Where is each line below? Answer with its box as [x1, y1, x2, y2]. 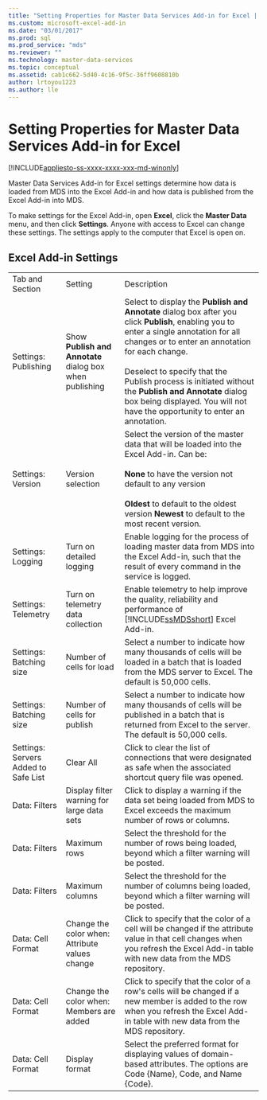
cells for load [65, 661, 114, 673]
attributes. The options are [149, 1059, 249, 1070]
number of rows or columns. [124, 815, 230, 826]
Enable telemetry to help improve [124, 584, 248, 595]
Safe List [12, 772, 45, 783]
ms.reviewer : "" [8, 49, 62, 57]
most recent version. [124, 518, 201, 529]
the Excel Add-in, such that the [124, 551, 241, 562]
